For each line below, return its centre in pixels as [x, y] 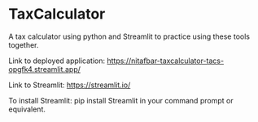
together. [24, 44]
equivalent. [27, 109]
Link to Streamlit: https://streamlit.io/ [70, 85]
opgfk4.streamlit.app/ [45, 69]
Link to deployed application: [57, 61]
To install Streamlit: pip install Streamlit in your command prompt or [121, 100]
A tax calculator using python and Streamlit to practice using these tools [129, 36]
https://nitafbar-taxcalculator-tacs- [166, 61]
